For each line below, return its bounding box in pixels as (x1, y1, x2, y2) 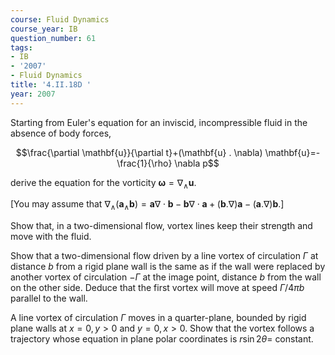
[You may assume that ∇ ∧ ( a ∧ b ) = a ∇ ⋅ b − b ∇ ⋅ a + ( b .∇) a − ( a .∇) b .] (10, 198, 285, 213)
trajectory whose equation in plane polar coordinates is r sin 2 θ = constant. (10, 333, 314, 345)
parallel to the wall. (10, 292, 88, 305)
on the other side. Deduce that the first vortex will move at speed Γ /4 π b (10, 282, 305, 294)
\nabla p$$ (174, 157, 220, 169)
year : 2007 (10, 89, 56, 99)
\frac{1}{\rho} (116, 157, 173, 169)
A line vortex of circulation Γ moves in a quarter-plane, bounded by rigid (10, 312, 307, 324)
